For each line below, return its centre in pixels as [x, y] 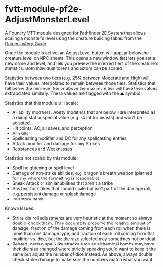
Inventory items [28, 199]
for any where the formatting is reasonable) [56, 178]
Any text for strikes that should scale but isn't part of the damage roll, [82, 188]
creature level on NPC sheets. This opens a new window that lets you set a [80, 58]
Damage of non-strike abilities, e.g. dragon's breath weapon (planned [82, 173]
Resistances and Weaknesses [42, 149]
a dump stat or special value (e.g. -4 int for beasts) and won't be [77, 117]
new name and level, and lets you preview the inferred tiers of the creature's [82, 63]
